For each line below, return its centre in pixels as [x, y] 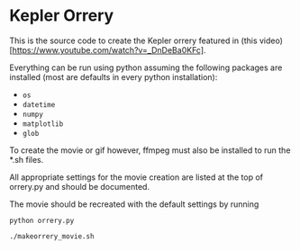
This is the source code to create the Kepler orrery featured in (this [134, 40]
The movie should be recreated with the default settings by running [134, 204]
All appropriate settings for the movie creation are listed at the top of [136, 177]
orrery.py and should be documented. [80, 186]
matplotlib [43, 124]
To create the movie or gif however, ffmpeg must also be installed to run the [150, 150]
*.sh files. [27, 159]
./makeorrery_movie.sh [52, 236]
